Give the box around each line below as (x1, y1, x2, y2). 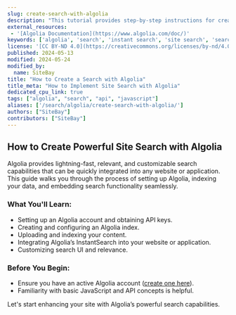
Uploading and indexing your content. (17, 230, 127, 239)
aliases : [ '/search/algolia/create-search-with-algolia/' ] (7, 102, 184, 109)
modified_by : (7, 63, 46, 70)
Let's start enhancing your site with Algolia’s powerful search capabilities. (7, 300, 220, 309)
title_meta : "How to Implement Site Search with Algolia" (7, 82, 181, 89)
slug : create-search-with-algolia (7, 10, 109, 18)
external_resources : (7, 23, 68, 30)
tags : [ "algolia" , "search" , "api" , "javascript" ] (7, 96, 159, 103)
